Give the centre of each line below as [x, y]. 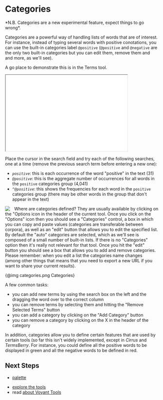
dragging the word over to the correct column [58, 299]
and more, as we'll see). [29, 58]
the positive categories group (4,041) [50, 184]
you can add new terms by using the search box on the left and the [79, 294]
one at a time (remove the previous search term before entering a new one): [81, 164]
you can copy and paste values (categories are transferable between [74, 224]
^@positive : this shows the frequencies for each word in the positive [81, 189]
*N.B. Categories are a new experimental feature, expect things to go [75, 22]
